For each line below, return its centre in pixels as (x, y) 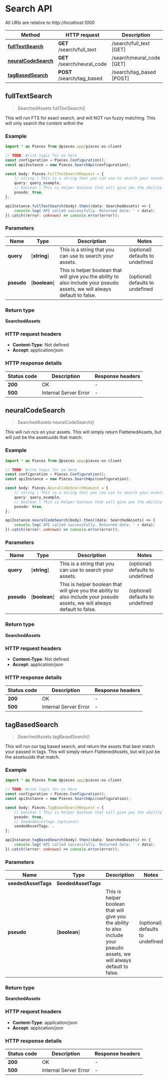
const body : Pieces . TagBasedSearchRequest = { (54, 807)
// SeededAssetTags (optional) (47, 821)
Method (30, 34)
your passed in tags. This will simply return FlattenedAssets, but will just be (83, 752)
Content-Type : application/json (45, 1022)
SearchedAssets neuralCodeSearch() (56, 422)
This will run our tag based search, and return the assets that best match (80, 746)
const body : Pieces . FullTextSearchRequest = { (54, 174)
